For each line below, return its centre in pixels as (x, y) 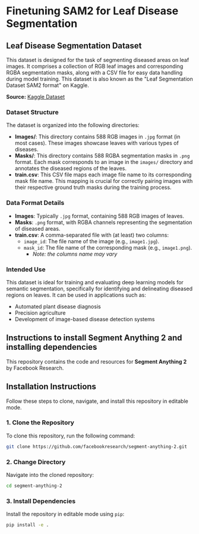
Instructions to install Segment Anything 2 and (94, 338)
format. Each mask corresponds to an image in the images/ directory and (104, 162)
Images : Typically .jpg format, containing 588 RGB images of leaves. (99, 216)
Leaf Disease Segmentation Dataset (74, 46)
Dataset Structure (33, 112)
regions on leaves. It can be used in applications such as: (76, 295)
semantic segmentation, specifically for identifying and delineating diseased (99, 288)
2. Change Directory (36, 462)
